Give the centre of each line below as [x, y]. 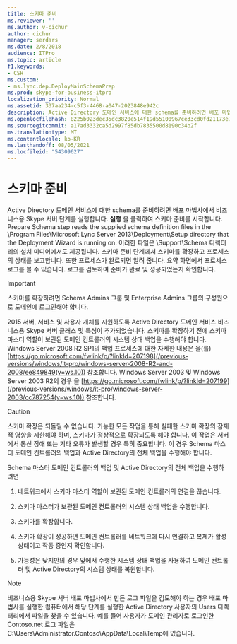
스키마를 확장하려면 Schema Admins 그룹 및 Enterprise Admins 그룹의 [106, 298]
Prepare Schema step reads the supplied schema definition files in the [109, 226]
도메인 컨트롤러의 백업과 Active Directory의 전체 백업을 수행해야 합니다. [113, 452]
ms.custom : [23, 80]
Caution [19, 411]
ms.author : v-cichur [38, 27]
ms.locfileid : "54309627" [45, 152]
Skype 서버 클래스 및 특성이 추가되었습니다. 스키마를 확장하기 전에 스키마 [126, 330]
